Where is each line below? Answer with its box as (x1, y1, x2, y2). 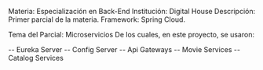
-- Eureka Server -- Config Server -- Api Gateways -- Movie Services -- (8, 45, 241, 54)
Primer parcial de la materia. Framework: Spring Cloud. (8, 15, 186, 24)
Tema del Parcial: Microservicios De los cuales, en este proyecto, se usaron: (8, 30, 255, 39)
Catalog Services (8, 54, 64, 62)
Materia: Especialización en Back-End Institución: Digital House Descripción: (8, 7, 256, 16)
